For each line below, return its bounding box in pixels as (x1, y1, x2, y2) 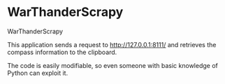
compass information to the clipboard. (7, 48, 117, 56)
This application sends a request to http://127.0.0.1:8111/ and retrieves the (7, 40, 217, 49)
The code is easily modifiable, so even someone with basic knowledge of (7, 61, 218, 69)
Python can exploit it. (7, 69, 68, 77)
